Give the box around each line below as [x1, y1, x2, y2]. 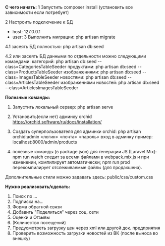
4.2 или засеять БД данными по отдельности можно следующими [5, 53, 146, 59]
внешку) [12, 236, 31, 241]
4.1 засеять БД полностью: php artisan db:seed [5, 44, 104, 49]
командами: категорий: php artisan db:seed [5, 59, 97, 64]
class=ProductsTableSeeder [5, 69, 63, 75]
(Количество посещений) [12, 220, 66, 225]
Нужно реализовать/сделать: [5, 184, 70, 189]
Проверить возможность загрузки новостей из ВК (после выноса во [12, 230, 159, 236]
